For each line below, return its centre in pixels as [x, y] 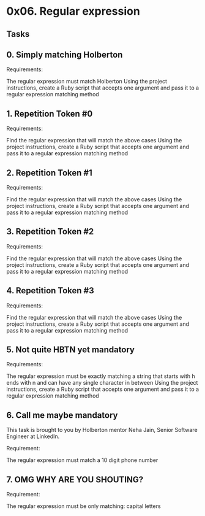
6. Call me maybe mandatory [62, 415]
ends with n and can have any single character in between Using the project [102, 383]
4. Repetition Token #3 [50, 291]
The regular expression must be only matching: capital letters [84, 506]
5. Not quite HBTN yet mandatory [71, 350]
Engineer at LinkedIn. [33, 436]
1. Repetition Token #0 [50, 114]
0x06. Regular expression [73, 11]
